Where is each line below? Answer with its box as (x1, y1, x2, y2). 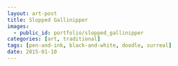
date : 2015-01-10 (7, 49, 57, 56)
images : (7, 23, 30, 30)
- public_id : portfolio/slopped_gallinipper (13, 29, 144, 36)
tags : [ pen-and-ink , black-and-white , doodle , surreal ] (7, 42, 172, 49)
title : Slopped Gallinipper (7, 16, 89, 23)
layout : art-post (7, 10, 57, 17)
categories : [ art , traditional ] (7, 36, 100, 43)
